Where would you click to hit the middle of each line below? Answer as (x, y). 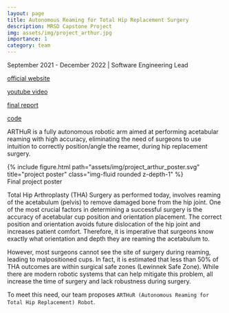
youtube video (28, 91)
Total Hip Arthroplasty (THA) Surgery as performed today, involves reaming (114, 195)
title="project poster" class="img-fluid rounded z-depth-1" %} (95, 174)
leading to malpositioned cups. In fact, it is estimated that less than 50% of (113, 259)
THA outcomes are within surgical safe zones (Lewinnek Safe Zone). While (113, 267)
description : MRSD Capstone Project (59, 26)
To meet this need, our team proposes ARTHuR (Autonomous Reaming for (108, 294)
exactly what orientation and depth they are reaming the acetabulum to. (109, 239)
